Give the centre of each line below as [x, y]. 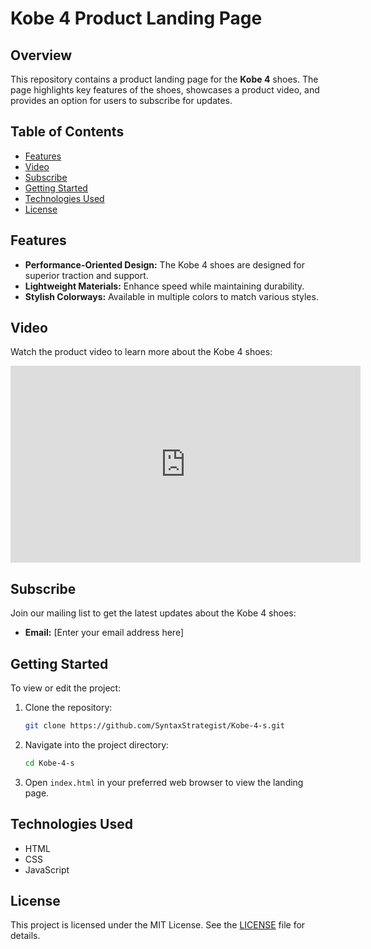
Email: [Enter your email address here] [104, 633]
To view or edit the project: [66, 688]
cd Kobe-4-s [49, 763]
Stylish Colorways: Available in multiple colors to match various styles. [171, 296]
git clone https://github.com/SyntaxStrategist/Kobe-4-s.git [155, 726]
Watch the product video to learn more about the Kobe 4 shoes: [141, 352]
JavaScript [47, 869]
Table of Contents [67, 132]
